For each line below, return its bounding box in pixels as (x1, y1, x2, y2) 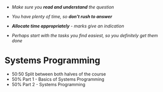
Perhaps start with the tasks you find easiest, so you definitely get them (11, 33, 158, 38)
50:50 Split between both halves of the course (11, 71, 106, 77)
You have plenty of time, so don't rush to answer (11, 14, 112, 19)
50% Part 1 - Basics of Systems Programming (11, 76, 104, 82)
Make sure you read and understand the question (11, 4, 114, 10)
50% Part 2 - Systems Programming (11, 81, 86, 87)
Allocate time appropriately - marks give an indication (11, 23, 124, 29)
